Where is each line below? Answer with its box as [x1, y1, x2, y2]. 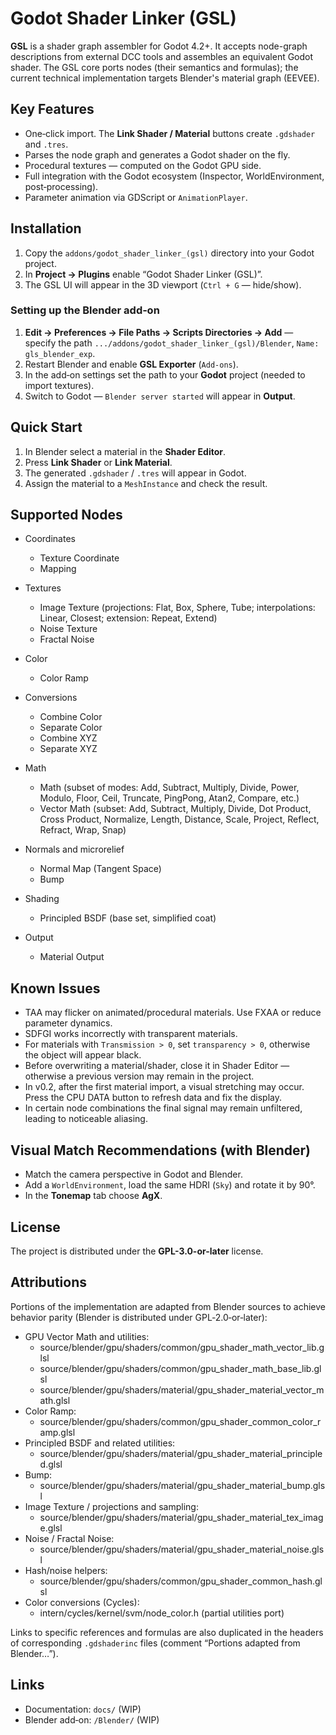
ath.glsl [39, 1394, 71, 1406]
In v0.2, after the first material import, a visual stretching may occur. [24, 1081, 305, 1093]
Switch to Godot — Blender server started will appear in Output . [24, 390, 296, 402]
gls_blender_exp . [24, 347, 96, 359]
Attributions [10, 1274, 88, 1291]
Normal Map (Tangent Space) [39, 863, 162, 875]
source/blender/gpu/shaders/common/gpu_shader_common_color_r [39, 1415, 322, 1427]
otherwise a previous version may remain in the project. [24, 1070, 255, 1082]
